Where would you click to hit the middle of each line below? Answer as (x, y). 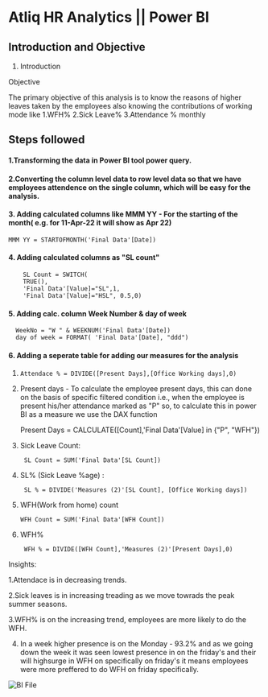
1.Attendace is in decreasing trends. (68, 580)
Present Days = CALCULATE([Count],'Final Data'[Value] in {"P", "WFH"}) (140, 430)
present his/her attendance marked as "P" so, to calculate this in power (138, 406)
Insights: (23, 564)
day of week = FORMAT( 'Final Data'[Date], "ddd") (102, 338)
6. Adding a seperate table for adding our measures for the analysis (124, 355)
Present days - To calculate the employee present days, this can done (136, 389)
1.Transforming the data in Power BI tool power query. (100, 160)
